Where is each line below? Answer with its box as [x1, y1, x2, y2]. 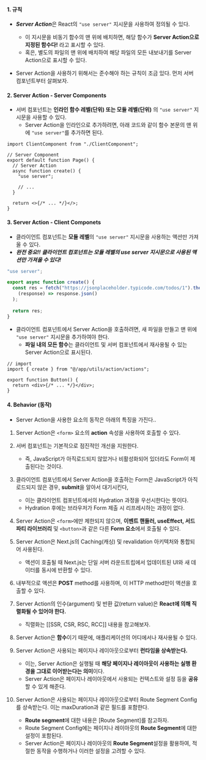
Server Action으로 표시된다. [24, 348, 92, 356]
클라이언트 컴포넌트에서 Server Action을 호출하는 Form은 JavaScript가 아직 [15, 475, 198, 483]
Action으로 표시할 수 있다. [24, 56, 87, 64]
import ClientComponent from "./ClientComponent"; [7, 141, 139, 147]
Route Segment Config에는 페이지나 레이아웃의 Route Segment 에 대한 [24, 724, 197, 731]
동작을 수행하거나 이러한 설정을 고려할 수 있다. [36, 747, 146, 754]
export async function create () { [7, 279, 95, 285]
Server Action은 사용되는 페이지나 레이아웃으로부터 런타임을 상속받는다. [15, 647, 188, 654]
